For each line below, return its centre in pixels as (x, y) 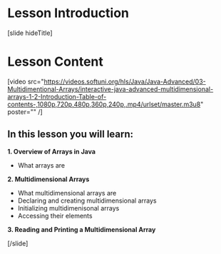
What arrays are (41, 165)
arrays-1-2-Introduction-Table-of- (57, 96)
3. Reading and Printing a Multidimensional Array (82, 229)
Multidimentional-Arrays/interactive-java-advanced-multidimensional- (110, 89)
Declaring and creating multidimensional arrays (87, 200)
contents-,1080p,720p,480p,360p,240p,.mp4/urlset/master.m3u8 (104, 104)
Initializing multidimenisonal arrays (68, 208)
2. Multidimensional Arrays (48, 179)
